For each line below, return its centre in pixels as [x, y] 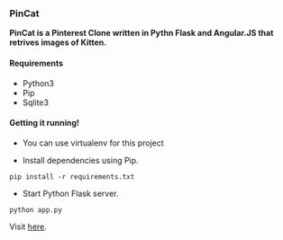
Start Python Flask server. [70, 193]
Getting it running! [44, 123]
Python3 [38, 83]
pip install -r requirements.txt [72, 177]
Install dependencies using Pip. [80, 160]
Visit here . [28, 227]
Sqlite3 [36, 102]
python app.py [36, 209]
